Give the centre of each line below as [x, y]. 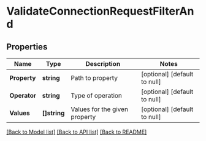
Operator [23, 96]
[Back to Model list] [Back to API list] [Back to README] [77, 132]
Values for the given [99, 109]
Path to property [94, 78]
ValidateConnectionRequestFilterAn [100, 11]
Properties [27, 47]
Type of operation [96, 96]
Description [103, 64]
